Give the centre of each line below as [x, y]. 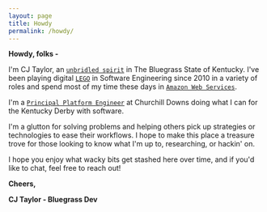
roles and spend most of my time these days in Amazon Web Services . [123, 87]
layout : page [30, 16]
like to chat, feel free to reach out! [65, 168]
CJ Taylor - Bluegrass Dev [53, 200]
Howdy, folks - [34, 54]
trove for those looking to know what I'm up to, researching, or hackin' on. [131, 144]
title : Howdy [30, 23]
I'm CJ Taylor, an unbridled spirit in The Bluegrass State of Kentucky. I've [134, 70]
